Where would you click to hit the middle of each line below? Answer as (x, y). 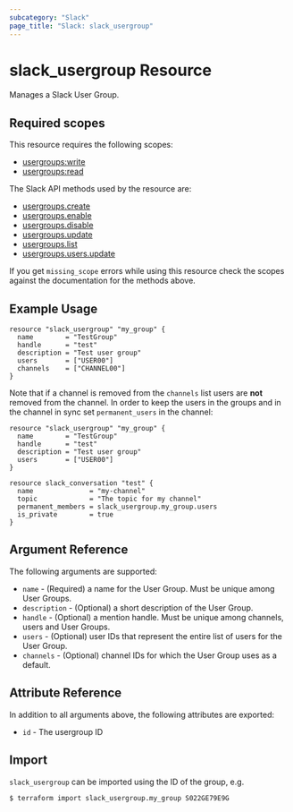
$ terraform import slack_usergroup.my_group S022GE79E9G (119, 798)
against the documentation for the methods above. (103, 281)
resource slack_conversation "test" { (81, 483)
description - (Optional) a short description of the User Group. (138, 607)
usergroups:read (53, 172)
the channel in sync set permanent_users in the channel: (111, 412)
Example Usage (54, 308)
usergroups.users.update (69, 254)
